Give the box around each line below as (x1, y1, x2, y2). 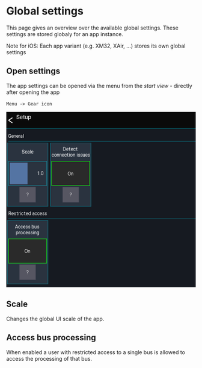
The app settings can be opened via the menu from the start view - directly (6, 82, 192, 89)
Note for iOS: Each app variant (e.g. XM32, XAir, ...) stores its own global (6, 42, 186, 49)
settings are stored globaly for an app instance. (6, 30, 123, 37)
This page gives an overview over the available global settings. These (6, 24, 179, 31)
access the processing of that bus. (6, 355, 92, 362)
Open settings (6, 66, 61, 76)
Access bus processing (6, 332, 96, 343)
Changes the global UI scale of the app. (6, 315, 105, 322)
